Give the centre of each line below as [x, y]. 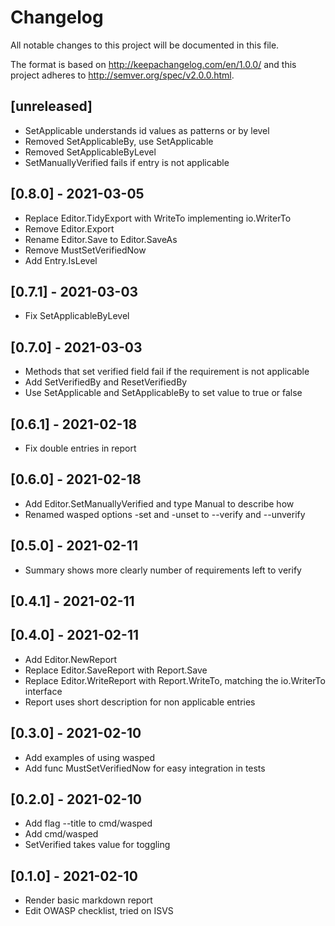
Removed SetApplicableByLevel [90, 152]
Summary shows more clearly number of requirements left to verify [163, 570]
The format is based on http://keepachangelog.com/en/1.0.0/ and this [153, 64]
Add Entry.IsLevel [61, 260]
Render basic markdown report [88, 900]
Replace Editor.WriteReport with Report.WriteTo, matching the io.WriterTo [175, 680]
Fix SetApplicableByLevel [77, 316]
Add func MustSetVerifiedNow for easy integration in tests [145, 768]
